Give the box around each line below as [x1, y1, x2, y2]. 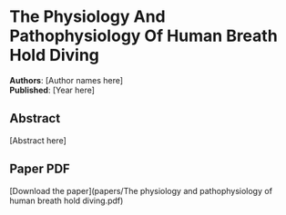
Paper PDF [9, 161, 70, 177]
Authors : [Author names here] [9, 74, 124, 85]
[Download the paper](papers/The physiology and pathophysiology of [9, 185, 273, 196]
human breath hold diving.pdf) [9, 195, 124, 206]
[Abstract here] [9, 134, 66, 146]
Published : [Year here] [9, 84, 96, 95]
